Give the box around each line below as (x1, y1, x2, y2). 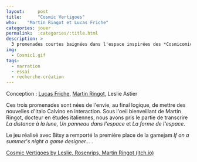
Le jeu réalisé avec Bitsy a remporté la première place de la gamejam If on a (6, 131, 189, 139)
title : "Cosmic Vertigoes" (6, 14, 85, 20)
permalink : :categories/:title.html (6, 31, 98, 36)
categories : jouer (6, 25, 51, 31)
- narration (11, 63, 41, 69)
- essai (11, 69, 30, 75)
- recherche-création (11, 74, 64, 80)
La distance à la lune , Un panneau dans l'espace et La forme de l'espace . (6, 120, 186, 127)
